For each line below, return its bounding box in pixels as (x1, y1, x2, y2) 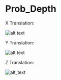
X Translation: (5, 20, 35, 26)
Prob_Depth (5, 3, 57, 15)
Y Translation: (5, 39, 35, 46)
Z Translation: (5, 59, 34, 65)
